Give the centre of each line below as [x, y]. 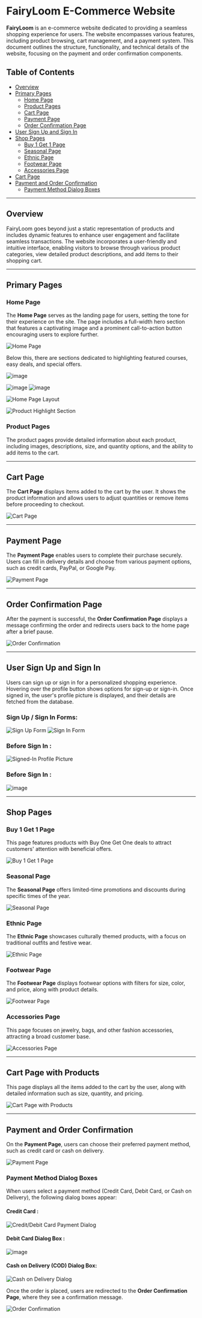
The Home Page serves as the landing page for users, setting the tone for [98, 315]
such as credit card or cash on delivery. [55, 1151]
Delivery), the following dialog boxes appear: [62, 1197]
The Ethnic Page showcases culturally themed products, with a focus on [96, 936]
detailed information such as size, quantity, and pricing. [75, 1094]
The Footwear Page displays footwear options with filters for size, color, [96, 983]
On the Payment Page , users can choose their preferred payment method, [98, 1144]
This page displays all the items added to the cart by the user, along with [96, 1087]
